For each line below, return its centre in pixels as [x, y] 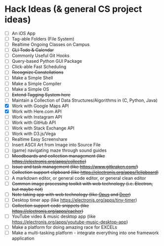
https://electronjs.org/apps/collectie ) [49, 162]
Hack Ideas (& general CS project [73, 9]
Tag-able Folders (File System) [43, 39]
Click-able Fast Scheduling [39, 67]
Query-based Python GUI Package [47, 61]
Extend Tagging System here [41, 94]
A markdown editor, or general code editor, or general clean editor [79, 178]
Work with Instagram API [37, 117]
